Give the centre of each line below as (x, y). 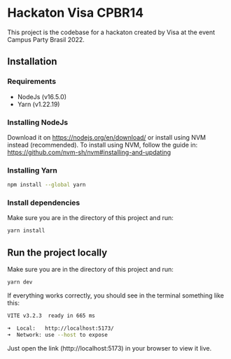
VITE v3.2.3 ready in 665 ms (51, 316)
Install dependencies (44, 203)
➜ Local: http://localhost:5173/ (61, 328)
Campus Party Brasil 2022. (46, 39)
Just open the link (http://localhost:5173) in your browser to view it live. (110, 348)
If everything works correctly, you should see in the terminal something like (116, 295)
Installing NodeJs (38, 122)
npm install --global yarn (47, 185)
